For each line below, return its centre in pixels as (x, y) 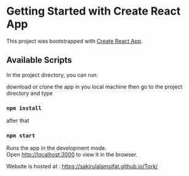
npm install (24, 108)
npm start (21, 136)
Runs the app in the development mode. (56, 148)
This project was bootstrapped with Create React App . (75, 41)
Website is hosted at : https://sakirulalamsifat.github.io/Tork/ (82, 166)
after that (18, 121)
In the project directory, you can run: (52, 75)
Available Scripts (39, 60)
